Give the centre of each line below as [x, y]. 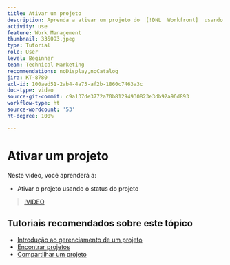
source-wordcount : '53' [41, 109]
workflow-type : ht [33, 103]
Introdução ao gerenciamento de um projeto [80, 240]
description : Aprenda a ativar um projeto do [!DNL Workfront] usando [115, 20]
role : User [23, 52]
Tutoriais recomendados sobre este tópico [100, 223]
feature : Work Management [44, 33]
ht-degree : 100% [30, 116]
